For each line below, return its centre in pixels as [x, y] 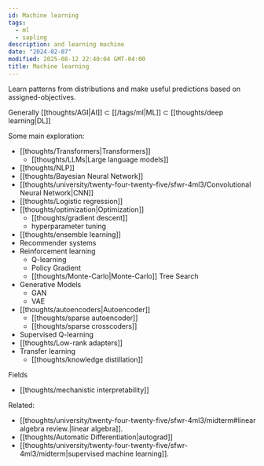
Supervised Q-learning [57, 334]
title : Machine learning [49, 67]
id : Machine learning [44, 15]
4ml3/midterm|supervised [62, 453]
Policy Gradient [56, 268]
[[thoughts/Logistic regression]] [71, 201]
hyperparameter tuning [69, 226]
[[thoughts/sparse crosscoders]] [84, 326]
